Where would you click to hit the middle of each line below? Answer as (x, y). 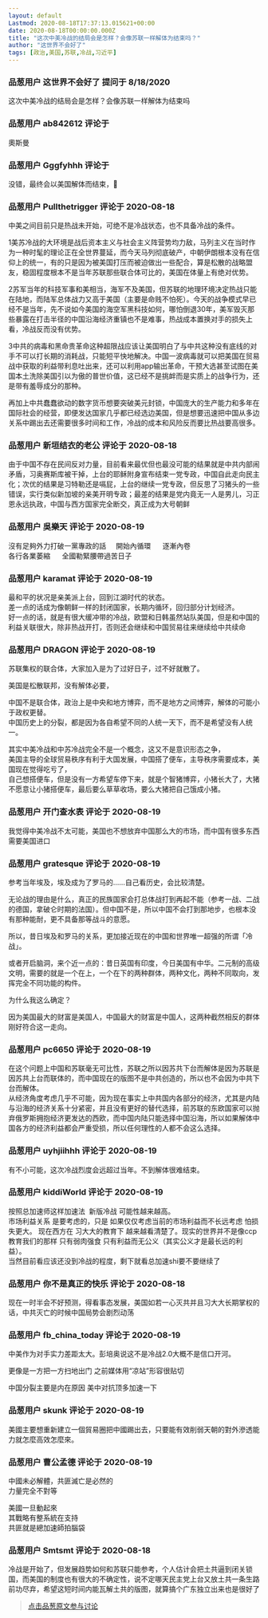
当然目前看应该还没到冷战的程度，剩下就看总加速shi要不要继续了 (114, 1261)
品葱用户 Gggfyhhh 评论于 (59, 165)
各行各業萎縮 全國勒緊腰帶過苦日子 (70, 556)
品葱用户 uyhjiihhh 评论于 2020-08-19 (83, 1151)
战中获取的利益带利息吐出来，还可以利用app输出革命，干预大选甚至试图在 (130, 366)
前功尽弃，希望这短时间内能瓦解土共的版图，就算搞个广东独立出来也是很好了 (134, 1589)
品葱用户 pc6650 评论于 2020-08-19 (80, 1049)
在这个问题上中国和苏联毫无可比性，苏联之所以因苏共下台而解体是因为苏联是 (134, 1069)
